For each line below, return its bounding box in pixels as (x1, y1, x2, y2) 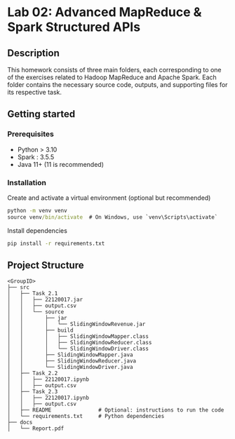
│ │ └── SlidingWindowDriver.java (7, 364, 133, 371)
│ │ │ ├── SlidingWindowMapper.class (7, 333, 149, 340)
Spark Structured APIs (7, 19, 141, 35)
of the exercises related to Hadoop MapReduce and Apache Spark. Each (7, 73, 217, 81)
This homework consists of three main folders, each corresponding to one (7, 66, 222, 74)
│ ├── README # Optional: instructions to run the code (7, 407, 224, 414)
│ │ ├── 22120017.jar (7, 296, 83, 304)
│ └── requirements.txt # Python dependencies (7, 413, 165, 420)
